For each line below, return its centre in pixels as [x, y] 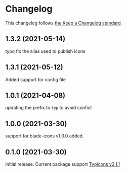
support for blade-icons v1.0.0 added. [45, 136]
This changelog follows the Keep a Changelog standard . [64, 23]
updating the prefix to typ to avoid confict [49, 108]
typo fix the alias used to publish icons [45, 51]
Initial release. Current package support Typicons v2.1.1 [63, 164]
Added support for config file [35, 79]
